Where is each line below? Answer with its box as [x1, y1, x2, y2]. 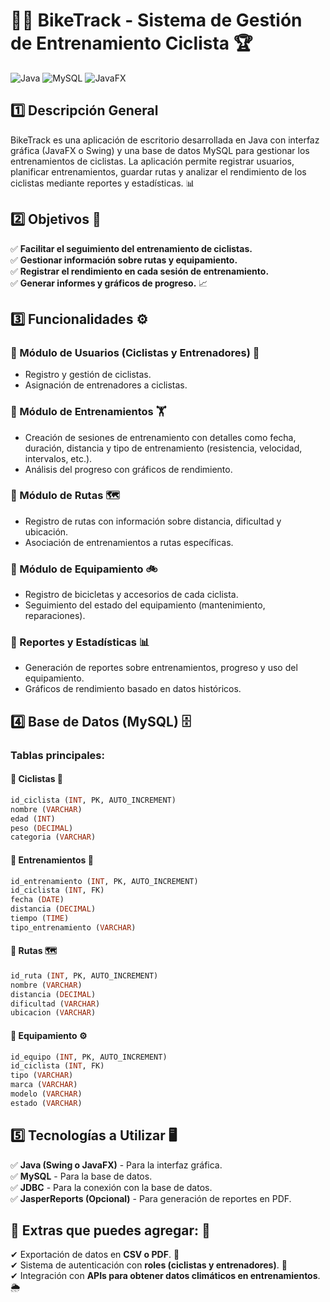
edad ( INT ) [10, 814, 56, 824]
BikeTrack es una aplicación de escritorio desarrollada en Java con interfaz [10, 134, 320, 146]
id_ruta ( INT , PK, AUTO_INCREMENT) [10, 970, 159, 981]
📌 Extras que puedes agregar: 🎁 [10, 1222, 211, 1239]
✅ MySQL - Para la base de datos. [10, 1170, 153, 1182]
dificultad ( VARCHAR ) [10, 999, 101, 1009]
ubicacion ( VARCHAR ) [10, 1008, 97, 1018]
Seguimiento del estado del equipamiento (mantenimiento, [24, 599, 266, 611]
